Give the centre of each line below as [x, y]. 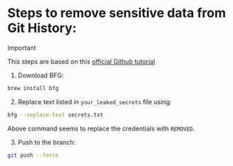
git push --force [33, 155]
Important [22, 48]
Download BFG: [41, 75]
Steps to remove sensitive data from [117, 13]
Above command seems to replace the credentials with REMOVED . [101, 128]
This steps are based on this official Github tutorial [81, 61]
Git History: [42, 28]
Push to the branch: [47, 142]
